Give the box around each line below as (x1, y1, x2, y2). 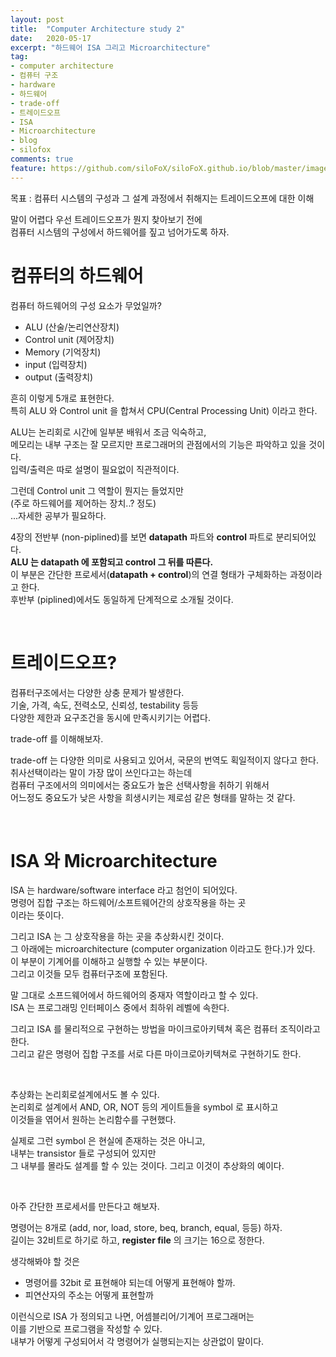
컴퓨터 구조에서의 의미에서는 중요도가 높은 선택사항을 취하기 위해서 (10, 779, 270, 791)
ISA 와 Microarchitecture (10, 849, 218, 872)
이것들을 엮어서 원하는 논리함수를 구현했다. (10, 1114, 177, 1126)
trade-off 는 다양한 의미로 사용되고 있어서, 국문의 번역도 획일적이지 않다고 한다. (10, 754, 319, 766)
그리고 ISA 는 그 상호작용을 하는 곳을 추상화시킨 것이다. (10, 931, 225, 943)
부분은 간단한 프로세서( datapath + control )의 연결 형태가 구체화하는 (20, 568, 288, 580)
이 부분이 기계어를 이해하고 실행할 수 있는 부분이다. (10, 956, 208, 968)
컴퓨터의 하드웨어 (10, 264, 144, 287)
